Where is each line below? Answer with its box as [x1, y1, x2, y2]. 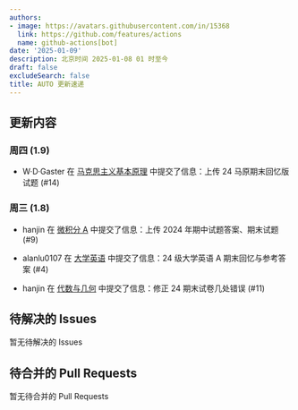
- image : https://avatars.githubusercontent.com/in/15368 [9, 21, 230, 30]
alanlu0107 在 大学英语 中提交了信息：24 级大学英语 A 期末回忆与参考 [21, 252, 279, 263]
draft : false [9, 64, 58, 73]
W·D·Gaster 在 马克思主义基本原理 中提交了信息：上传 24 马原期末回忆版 [21, 167, 289, 177]
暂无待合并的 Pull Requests [9, 391, 109, 402]
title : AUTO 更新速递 [9, 80, 85, 89]
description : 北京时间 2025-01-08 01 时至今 [9, 55, 168, 64]
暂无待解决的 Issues [9, 337, 83, 347]
